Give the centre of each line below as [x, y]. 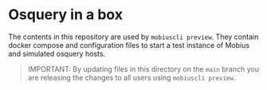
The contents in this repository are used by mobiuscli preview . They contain [133, 37]
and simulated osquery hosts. [57, 53]
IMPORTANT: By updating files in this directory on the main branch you [143, 68]
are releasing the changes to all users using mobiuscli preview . [132, 77]
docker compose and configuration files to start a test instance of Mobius [129, 45]
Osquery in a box [66, 15]
